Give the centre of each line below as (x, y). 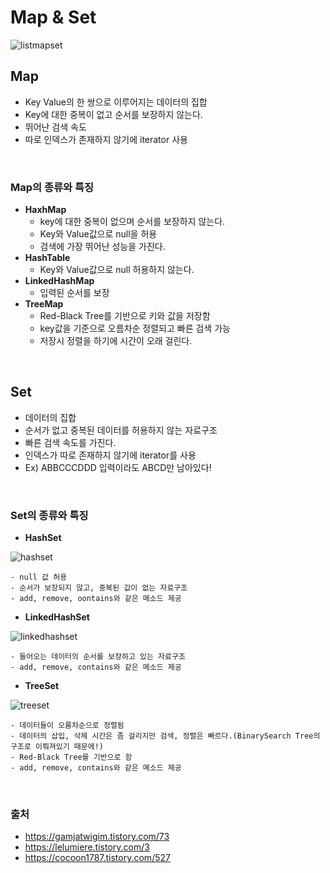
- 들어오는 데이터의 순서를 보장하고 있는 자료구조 (98, 657)
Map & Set (53, 17)
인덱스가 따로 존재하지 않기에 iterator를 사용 (110, 455)
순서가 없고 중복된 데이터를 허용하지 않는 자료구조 (121, 430)
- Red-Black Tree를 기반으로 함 (71, 757)
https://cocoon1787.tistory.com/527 (97, 858)
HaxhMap (45, 210)
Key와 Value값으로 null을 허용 (98, 234)
